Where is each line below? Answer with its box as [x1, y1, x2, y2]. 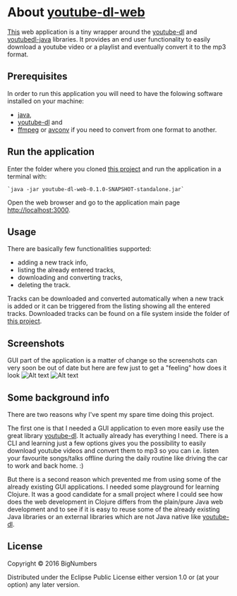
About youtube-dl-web [7, 4, 146, 20]
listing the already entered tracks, [17, 266, 116, 274]
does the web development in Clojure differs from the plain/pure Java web [7, 498, 224, 506]
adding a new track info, [17, 258, 88, 267]
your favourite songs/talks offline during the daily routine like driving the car [7, 454, 228, 462]
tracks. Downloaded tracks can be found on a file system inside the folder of [7, 310, 230, 318]
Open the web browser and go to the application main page [7, 198, 181, 207]
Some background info [7, 391, 110, 403]
